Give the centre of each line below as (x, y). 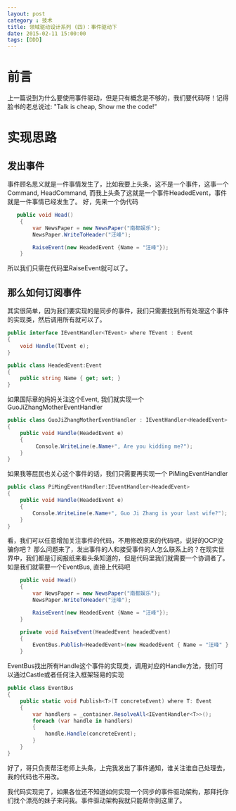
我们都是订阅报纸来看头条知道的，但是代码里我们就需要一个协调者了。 (127, 558)
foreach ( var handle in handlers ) (83, 721)
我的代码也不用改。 (35, 777)
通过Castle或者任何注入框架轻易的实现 (68, 675)
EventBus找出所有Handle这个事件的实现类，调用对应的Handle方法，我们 (112, 666)
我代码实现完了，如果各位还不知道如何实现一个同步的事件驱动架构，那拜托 (115, 791)
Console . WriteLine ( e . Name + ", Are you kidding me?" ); (114, 446)
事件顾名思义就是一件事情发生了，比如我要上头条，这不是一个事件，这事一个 (118, 184)
